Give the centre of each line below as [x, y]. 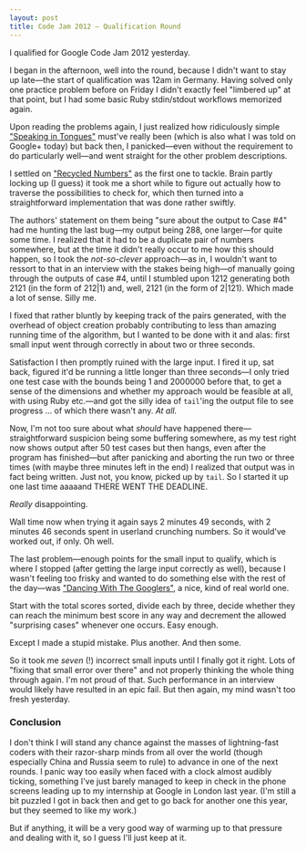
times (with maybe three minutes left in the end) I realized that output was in [152, 467]
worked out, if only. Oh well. [62, 541]
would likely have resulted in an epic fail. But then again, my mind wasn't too [153, 689]
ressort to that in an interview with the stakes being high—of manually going [153, 268]
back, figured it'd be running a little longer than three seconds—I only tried [149, 371]
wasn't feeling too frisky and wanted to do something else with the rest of [148, 578]
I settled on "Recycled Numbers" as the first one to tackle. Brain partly [141, 173]
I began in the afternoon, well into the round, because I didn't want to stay [148, 70]
